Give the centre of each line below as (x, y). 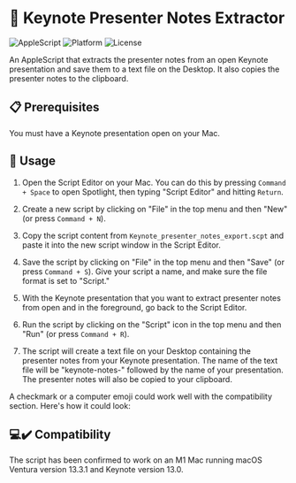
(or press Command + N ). (64, 218)
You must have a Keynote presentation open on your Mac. (115, 133)
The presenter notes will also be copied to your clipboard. (127, 379)
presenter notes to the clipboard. (69, 78)
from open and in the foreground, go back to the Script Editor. (134, 307)
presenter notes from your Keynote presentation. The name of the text (150, 360)
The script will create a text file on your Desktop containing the (137, 351)
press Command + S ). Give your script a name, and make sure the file (144, 271)
